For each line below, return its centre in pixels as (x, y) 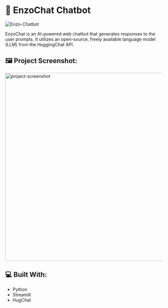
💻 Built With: (26, 275)
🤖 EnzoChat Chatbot (48, 10)
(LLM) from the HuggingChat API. (39, 44)
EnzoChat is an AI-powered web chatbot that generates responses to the (80, 34)
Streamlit (22, 294)
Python (20, 289)
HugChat (22, 300)
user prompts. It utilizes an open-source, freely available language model (80, 39)
